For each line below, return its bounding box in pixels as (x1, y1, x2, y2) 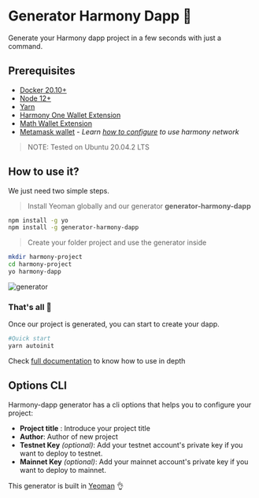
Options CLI (8, 379, 67, 393)
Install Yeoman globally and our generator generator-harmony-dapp (27, 201, 251, 211)
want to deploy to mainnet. (19, 465, 106, 474)
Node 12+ (19, 94, 51, 103)
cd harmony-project (8, 260, 72, 268)
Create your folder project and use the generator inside (27, 238, 207, 247)
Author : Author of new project (19, 432, 118, 441)
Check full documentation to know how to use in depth (8, 356, 186, 365)
